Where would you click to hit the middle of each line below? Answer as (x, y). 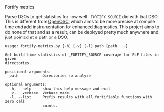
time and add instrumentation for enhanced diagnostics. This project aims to (82, 27)
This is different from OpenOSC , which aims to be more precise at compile (80, 22)
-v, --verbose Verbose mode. (40, 93)
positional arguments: (28, 72)
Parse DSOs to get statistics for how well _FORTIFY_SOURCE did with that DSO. (82, 16)
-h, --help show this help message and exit (60, 89)
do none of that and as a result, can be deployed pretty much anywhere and (82, 32)
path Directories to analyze (50, 76)
